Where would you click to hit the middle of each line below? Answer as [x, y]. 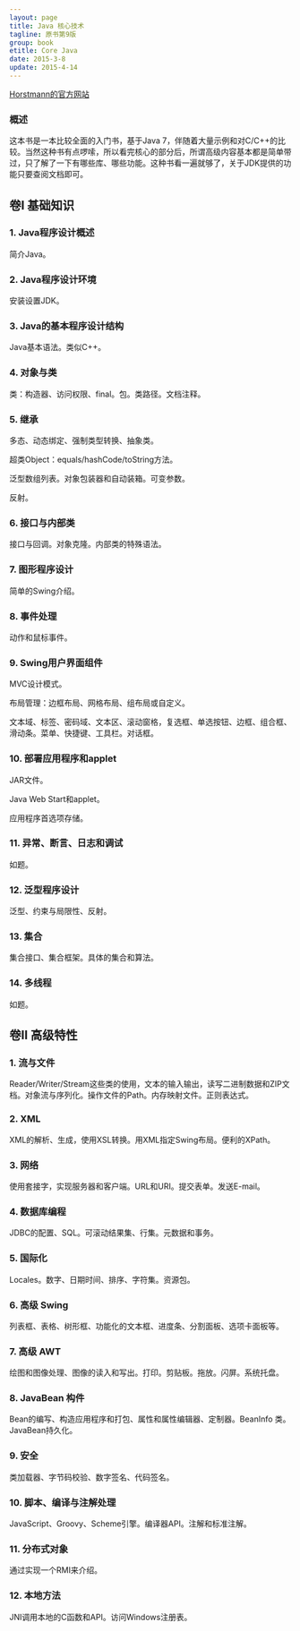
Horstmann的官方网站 [49, 94]
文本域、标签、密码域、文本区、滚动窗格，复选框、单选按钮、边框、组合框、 [150, 722]
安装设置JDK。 [37, 301]
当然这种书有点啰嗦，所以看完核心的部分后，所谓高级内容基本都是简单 [154, 152]
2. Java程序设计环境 [53, 279]
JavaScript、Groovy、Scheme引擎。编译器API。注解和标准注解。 [131, 1524]
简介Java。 [30, 254]
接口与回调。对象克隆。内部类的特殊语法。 [88, 544]
